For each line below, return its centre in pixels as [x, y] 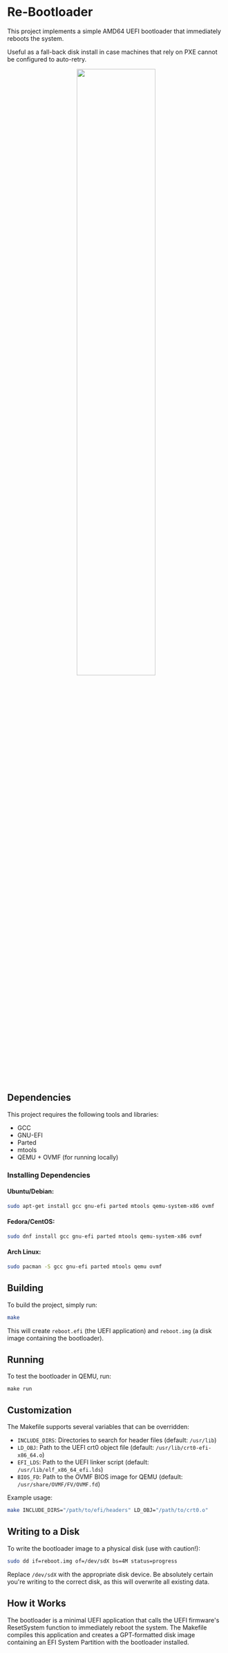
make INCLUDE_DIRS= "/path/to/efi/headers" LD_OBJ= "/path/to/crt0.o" [108, 1511]
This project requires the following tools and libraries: [83, 1114]
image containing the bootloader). [56, 1338]
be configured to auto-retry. [47, 59]
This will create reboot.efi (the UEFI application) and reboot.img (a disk [110, 1330]
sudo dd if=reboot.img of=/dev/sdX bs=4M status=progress [92, 1561]
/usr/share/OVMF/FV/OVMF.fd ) [59, 1484]
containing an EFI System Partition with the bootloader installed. [98, 1642]
